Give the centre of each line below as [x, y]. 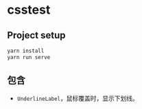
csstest [29, 10]
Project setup [37, 35]
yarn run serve [29, 57]
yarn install [26, 51]
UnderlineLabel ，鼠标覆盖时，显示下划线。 [78, 98]
